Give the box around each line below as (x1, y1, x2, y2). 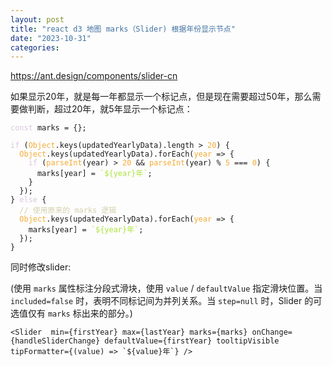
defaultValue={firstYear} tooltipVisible (104, 336, 280, 346)
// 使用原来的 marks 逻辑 (19, 206, 117, 216)
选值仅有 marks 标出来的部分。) (10, 307, 133, 320)
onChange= (251, 327, 293, 338)
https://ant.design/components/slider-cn (10, 70, 178, 82)
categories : (10, 42, 60, 53)
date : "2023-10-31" (10, 33, 92, 43)
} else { (10, 195, 47, 205)
